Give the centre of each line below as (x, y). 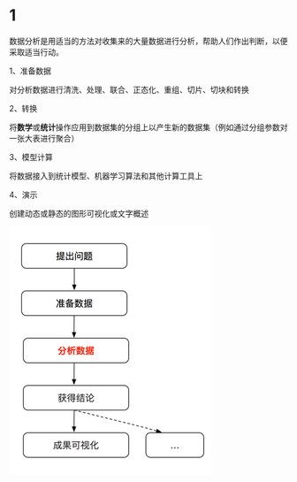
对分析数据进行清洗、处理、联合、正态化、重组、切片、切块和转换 (129, 89)
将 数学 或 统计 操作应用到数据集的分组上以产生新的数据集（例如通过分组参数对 (148, 127)
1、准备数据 (30, 71)
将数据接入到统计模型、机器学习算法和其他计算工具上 (106, 176)
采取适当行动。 (36, 52)
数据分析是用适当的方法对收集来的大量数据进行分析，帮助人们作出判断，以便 (148, 41)
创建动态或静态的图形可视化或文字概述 (79, 213)
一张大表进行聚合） (44, 138)
